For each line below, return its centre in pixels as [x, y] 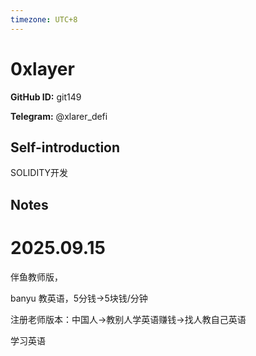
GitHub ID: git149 [46, 97]
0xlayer [42, 68]
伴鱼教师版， [36, 277]
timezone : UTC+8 [44, 19]
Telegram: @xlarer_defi [59, 116]
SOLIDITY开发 [39, 173]
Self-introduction [65, 147]
